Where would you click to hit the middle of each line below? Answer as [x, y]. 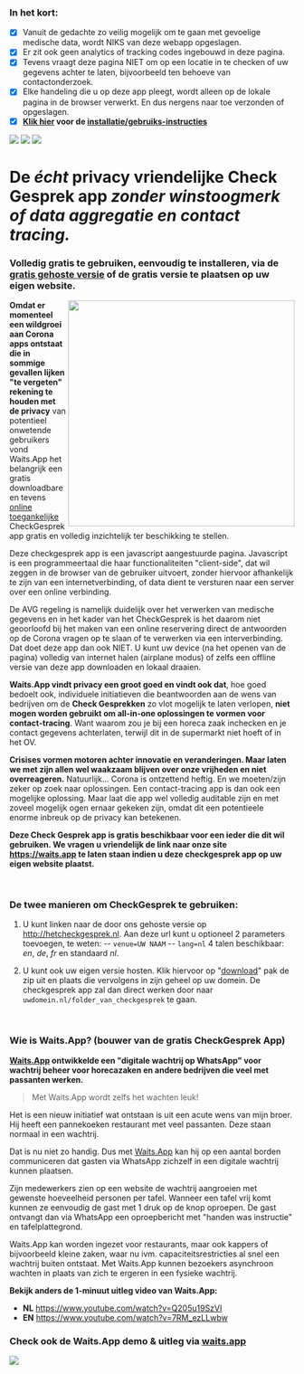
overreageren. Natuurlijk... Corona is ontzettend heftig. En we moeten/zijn [148, 779]
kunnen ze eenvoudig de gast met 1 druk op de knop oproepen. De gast [143, 1207]
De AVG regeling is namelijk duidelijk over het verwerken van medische [142, 610]
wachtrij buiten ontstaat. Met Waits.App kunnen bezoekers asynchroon [142, 1263]
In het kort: [34, 13]
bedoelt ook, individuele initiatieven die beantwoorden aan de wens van [143, 695]
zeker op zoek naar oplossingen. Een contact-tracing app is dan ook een [145, 789]
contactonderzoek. [57, 82]
